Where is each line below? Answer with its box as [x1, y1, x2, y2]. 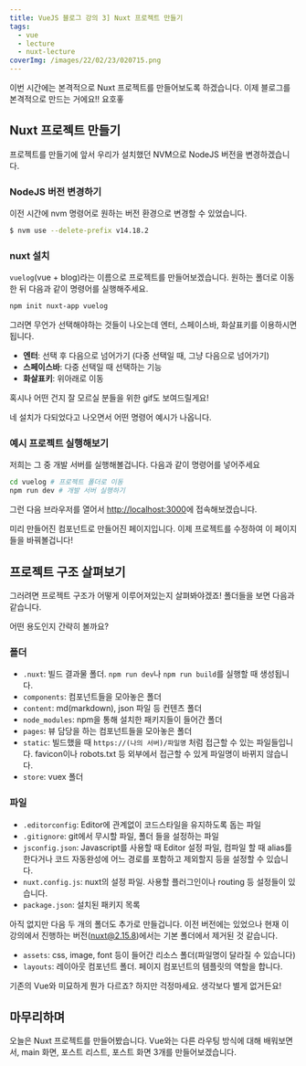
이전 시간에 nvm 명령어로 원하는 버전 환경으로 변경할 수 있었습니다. [9, 208, 248, 219]
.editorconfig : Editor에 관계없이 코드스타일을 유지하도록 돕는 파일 [22, 819, 262, 830]
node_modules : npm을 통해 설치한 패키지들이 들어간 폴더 [22, 714, 223, 725]
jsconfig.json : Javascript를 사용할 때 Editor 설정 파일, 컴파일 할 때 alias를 [22, 842, 292, 853]
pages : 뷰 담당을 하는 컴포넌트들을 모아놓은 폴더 [22, 726, 193, 737]
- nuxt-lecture [17, 48, 76, 57]
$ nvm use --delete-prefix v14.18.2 [9, 226, 149, 236]
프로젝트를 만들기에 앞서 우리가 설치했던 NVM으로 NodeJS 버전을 [9, 148, 244, 160]
